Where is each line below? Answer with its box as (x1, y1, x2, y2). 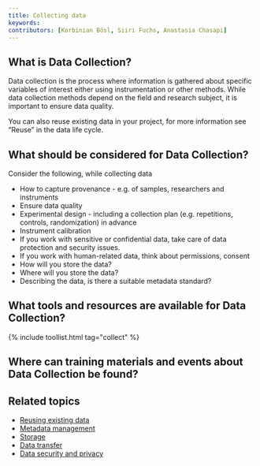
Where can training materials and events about (8, 356, 243, 369)
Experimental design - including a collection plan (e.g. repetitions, (19, 210, 234, 218)
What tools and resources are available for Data (8, 299, 247, 312)
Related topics (8, 394, 80, 408)
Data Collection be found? (8, 367, 139, 381)
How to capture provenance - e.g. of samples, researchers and (19, 185, 225, 193)
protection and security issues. (19, 243, 121, 252)
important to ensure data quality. (8, 102, 114, 111)
